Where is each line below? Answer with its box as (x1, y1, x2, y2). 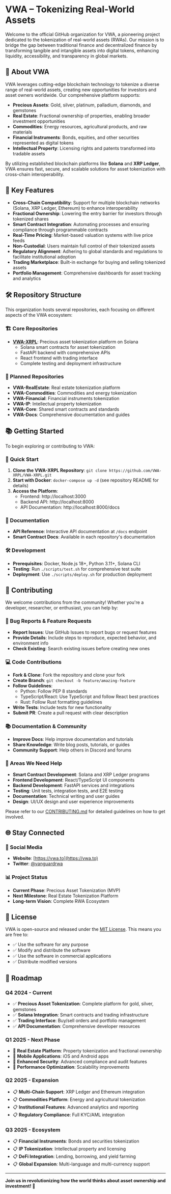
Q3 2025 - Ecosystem (5, 1126, 61, 1133)
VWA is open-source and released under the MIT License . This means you (5, 926, 161, 932)
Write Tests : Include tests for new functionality (12, 704, 112, 711)
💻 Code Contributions (5, 658, 62, 665)
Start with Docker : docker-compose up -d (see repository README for (12, 477, 159, 483)
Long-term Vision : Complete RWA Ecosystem (12, 898, 109, 904)
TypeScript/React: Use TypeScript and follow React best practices (20, 693, 159, 700)
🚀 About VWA (5, 68, 49, 76)
